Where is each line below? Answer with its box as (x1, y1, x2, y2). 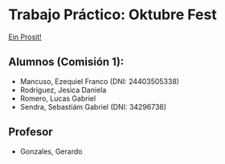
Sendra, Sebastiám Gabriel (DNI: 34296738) (19, 102, 167, 111)
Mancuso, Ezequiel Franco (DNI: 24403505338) (19, 76, 179, 86)
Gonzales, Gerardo (19, 146, 83, 156)
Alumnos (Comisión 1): (8, 55, 125, 69)
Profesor (8, 126, 54, 139)
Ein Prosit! (8, 32, 42, 42)
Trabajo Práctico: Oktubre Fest (8, 6, 217, 24)
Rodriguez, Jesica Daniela (19, 85, 107, 94)
